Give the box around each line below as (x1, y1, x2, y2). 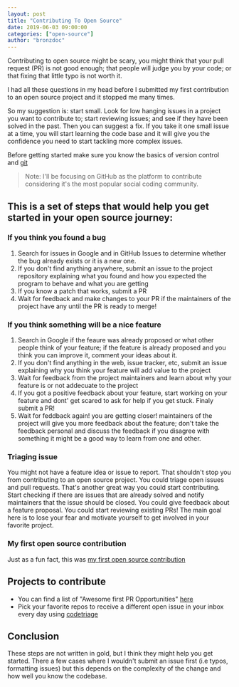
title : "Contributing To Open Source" (7, 17, 122, 24)
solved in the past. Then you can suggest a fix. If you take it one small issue (7, 122, 230, 130)
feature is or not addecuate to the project (17, 382, 139, 390)
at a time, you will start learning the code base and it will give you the (7, 130, 210, 138)
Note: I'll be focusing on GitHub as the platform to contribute (24, 172, 203, 181)
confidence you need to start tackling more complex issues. (7, 137, 183, 146)
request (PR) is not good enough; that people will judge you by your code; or (7, 64, 232, 73)
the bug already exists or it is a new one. (17, 256, 137, 265)
